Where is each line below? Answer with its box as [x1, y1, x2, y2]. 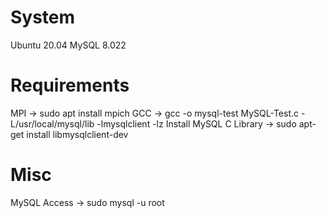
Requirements [10, 74, 130, 97]
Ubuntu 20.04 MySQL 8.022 [10, 39, 127, 51]
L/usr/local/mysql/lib [10, 117, 95, 130]
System [10, 6, 76, 29]
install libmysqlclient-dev [26, 128, 129, 140]
